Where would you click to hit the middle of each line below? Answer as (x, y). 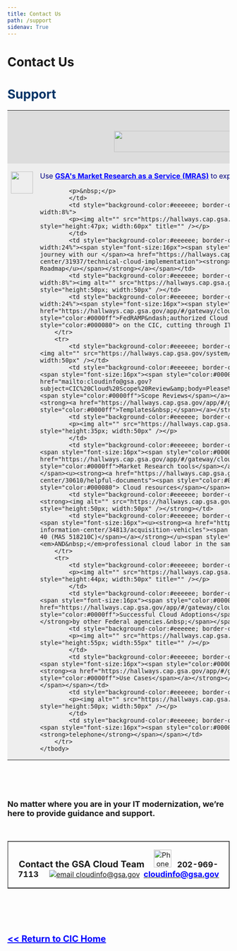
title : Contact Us (34, 14)
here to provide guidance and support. (81, 813)
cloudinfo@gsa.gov (181, 874)
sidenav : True (28, 27)
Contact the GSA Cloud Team (81, 864)
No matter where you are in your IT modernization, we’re (116, 804)
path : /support (30, 20)
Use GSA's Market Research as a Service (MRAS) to (128, 176)
